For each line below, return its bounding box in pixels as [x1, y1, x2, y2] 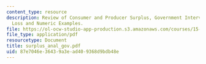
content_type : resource [6, 9, 67, 15]
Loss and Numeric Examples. [12, 20, 84, 26]
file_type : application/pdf [6, 32, 78, 38]
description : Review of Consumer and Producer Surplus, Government [6, 15, 183, 21]
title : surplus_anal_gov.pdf [6, 43, 81, 49]
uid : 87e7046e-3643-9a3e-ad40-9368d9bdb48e [6, 49, 120, 55]
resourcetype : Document [6, 37, 67, 43]
